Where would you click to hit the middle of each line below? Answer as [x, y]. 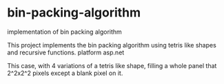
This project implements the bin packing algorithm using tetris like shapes [112, 45]
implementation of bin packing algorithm [64, 32]
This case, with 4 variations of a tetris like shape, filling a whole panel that [112, 65]
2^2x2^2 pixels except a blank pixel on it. [65, 73]
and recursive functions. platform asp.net [66, 52]
